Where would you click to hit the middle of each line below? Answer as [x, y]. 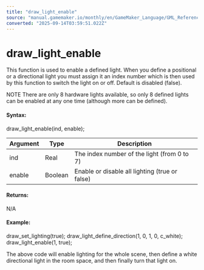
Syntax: [16, 115]
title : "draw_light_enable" [42, 12]
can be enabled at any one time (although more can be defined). [87, 101]
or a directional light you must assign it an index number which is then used [101, 76]
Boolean [57, 175]
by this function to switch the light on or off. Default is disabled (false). [94, 83]
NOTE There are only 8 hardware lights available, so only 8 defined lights [98, 95]
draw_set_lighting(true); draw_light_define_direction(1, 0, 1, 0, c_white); [95, 236]
